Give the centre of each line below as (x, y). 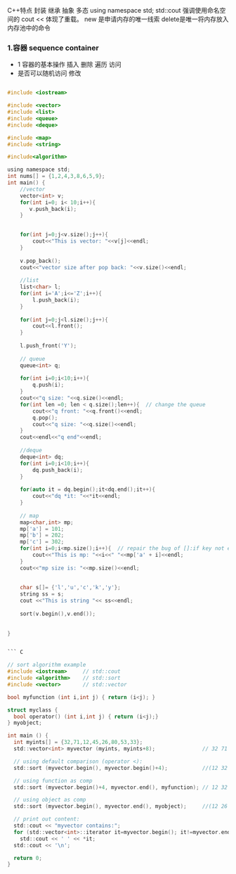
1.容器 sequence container (53, 48)
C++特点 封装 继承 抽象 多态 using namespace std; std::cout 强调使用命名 (113, 10)
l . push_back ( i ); (56, 300)
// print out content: (47, 819)
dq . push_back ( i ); (58, 470)
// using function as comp (53, 780)
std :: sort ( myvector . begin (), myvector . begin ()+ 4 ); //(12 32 (121, 768)
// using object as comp (50, 800)
